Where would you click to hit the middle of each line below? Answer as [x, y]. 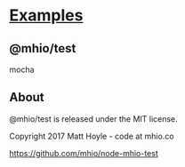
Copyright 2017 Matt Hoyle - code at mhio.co [92, 136]
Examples [46, 16]
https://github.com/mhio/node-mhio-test [84, 153]
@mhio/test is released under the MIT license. [93, 119]
